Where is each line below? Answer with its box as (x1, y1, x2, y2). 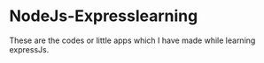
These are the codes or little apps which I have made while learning (9, 35, 256, 45)
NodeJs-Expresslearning (9, 6, 198, 26)
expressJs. (9, 44, 50, 54)
